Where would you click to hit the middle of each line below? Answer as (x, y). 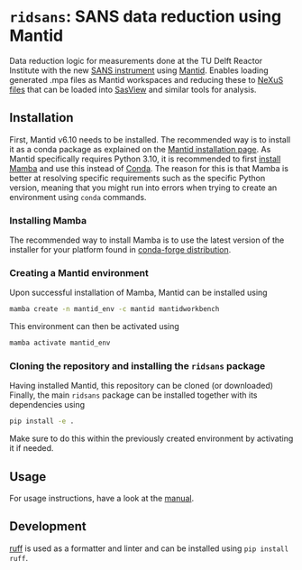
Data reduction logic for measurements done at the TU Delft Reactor (136, 60)
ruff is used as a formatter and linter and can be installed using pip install (149, 548)
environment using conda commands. (78, 197)
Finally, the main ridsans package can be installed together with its (133, 395)
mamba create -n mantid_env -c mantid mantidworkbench (114, 309)
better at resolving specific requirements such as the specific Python (137, 178)
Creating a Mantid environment (79, 272)
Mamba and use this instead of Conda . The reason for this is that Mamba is (149, 168)
